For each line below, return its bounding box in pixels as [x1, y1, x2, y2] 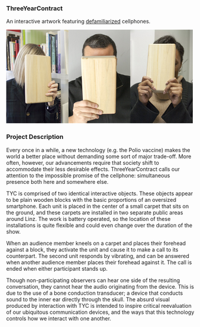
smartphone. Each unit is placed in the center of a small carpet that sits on [6, 202, 189, 210]
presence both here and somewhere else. [6, 178, 109, 185]
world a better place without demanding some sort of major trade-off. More [6, 153, 192, 160]
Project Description [6, 133, 64, 141]
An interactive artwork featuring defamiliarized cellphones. [6, 18, 151, 25]
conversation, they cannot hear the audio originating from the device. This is [6, 283, 194, 290]
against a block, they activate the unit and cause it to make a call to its [6, 246, 179, 253]
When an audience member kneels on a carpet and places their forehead [6, 240, 186, 247]
